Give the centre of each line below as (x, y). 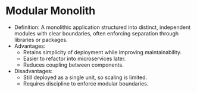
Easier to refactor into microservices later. (74, 58)
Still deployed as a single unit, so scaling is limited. (85, 77)
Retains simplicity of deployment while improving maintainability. (102, 52)
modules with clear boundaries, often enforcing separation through (96, 33)
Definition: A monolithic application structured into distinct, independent (102, 27)
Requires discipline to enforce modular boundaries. (86, 83)
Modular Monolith (51, 11)
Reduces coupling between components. (74, 65)
